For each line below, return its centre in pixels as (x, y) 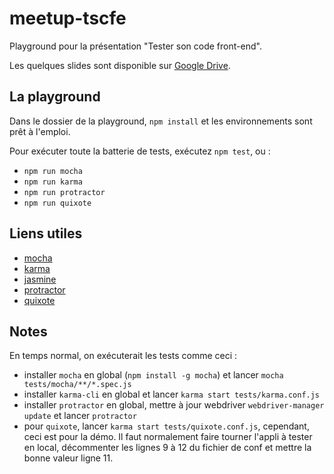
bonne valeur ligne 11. (68, 458)
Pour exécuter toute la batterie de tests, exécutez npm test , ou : (140, 151)
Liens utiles (46, 233)
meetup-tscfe (68, 18)
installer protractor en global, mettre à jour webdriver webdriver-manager (174, 405)
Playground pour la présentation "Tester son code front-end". (135, 46)
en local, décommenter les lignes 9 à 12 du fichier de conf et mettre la (167, 448)
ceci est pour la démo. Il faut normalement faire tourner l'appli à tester (168, 437)
